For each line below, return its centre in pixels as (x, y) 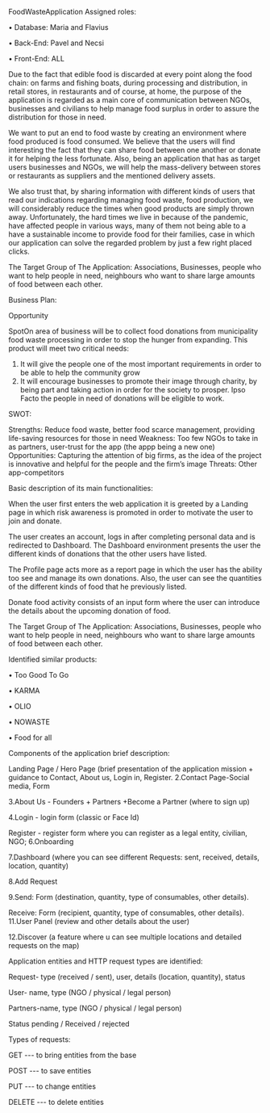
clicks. (19, 251)
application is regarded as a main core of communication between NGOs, (130, 100)
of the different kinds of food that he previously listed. (98, 586)
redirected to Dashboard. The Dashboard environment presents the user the (135, 545)
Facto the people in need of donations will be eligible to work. (122, 398)
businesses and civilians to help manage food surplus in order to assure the (134, 109)
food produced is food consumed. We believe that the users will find (122, 141)
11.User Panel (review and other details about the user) (99, 921)
